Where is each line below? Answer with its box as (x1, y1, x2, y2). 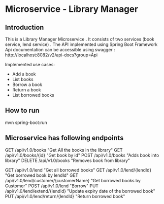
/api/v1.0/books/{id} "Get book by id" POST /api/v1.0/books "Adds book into (5, 152, 159, 158)
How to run (5, 106, 40, 115)
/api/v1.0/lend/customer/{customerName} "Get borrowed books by (5, 177, 141, 183)
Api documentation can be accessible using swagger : (5, 47, 115, 52)
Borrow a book (12, 82, 43, 87)
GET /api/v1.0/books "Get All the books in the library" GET (5, 147, 123, 153)
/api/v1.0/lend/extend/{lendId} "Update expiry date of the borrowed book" (5, 188, 156, 194)
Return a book (12, 87, 41, 92)
